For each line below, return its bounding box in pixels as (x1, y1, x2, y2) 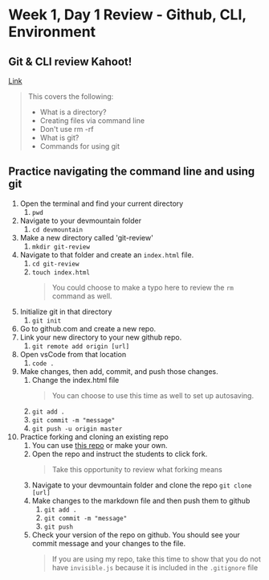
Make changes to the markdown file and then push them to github (31, 496, 251, 505)
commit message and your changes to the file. (31, 538, 186, 548)
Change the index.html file (31, 375, 120, 385)
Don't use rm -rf (39, 125, 94, 134)
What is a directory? (39, 107, 107, 117)
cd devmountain (31, 225, 83, 234)
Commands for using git (39, 142, 120, 150)
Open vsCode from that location (19, 349, 127, 359)
